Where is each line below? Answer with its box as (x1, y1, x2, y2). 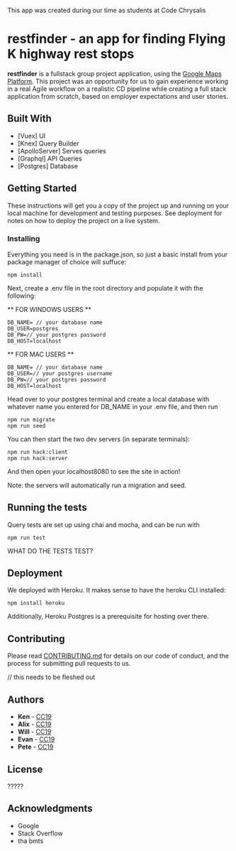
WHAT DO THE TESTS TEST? (7, 546, 94, 555)
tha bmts (17, 836, 44, 845)
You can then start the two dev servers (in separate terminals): (7, 435, 190, 443)
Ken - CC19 (17, 712, 52, 721)
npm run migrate (7, 416, 55, 423)
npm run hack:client (7, 448, 69, 455)
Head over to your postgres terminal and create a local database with (7, 394, 210, 403)
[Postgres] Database (17, 161, 78, 170)
